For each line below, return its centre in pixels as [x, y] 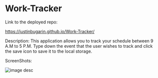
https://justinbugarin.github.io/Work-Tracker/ [50, 31]
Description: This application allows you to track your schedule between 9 [79, 41]
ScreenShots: [19, 60]
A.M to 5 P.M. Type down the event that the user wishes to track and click [79, 46]
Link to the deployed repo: [31, 22]
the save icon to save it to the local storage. [49, 51]
